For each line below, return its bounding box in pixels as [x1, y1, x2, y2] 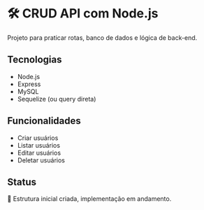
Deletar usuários [17, 155, 65, 164]
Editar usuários [17, 148, 61, 157]
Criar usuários [17, 134, 59, 142]
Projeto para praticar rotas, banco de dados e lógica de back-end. [7, 33, 198, 42]
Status [7, 176, 37, 188]
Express [17, 80, 41, 88]
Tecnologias [7, 54, 62, 66]
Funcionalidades [7, 115, 82, 127]
